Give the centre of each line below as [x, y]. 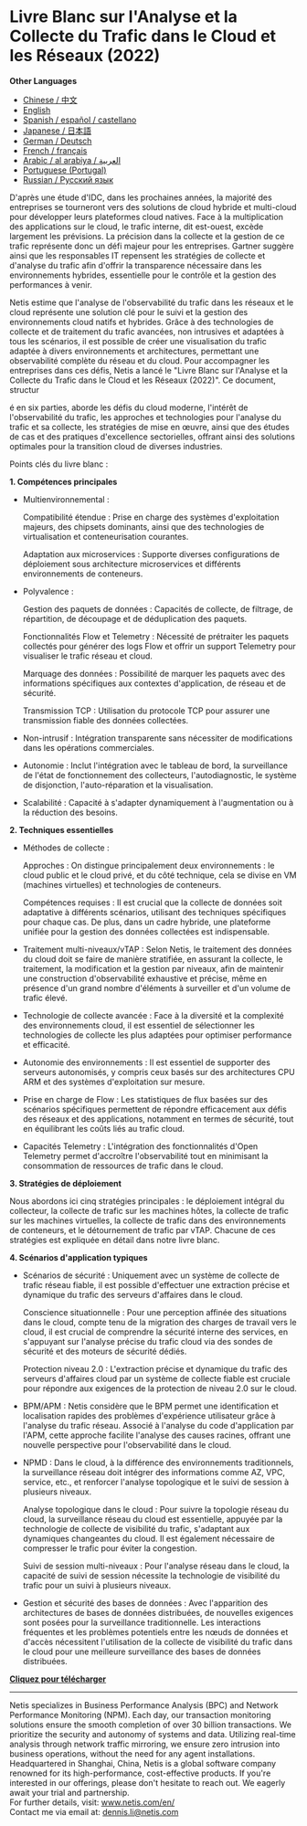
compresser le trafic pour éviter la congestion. [110, 1548]
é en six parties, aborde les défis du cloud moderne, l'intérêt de [129, 407]
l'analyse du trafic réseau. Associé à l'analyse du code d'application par [158, 1425]
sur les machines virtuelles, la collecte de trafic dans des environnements [148, 1220]
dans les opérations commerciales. [89, 747]
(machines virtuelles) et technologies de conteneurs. [122, 884]
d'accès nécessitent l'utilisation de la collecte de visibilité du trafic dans [158, 1641]
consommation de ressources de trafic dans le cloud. [123, 1166]
